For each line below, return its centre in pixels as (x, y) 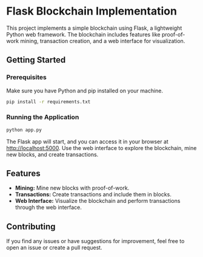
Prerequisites (26, 77)
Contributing (31, 226)
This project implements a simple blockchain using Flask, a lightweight (94, 28)
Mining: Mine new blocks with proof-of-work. (72, 188)
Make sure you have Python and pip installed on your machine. (85, 91)
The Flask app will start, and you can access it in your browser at (87, 142)
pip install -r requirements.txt (48, 101)
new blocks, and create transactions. (52, 154)
